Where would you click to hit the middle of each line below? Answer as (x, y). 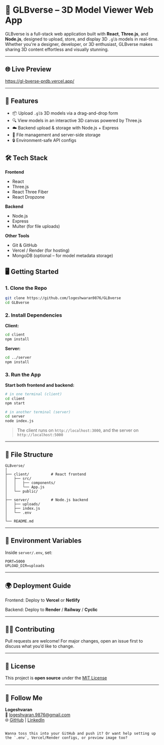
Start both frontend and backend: (40, 385)
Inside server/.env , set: (29, 552)
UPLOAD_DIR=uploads (25, 565)
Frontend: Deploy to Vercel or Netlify (42, 600)
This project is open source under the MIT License (56, 678)
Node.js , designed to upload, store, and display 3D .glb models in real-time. (82, 39)
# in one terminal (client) (34, 394)
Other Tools (17, 236)
